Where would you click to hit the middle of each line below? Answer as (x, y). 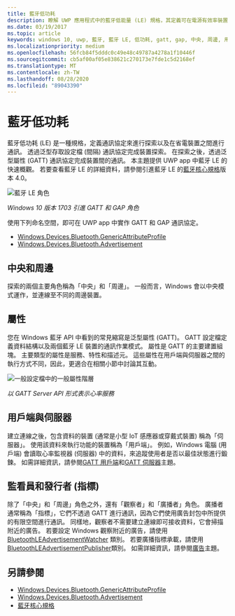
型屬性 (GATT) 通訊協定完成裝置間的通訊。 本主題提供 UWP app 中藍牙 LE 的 (117, 160)
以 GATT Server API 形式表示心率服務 (61, 393)
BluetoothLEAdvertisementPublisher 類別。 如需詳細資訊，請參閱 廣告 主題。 (115, 548)
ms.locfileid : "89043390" (45, 85)
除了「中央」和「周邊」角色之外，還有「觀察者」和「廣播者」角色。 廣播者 (115, 505)
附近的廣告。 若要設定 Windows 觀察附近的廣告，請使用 (87, 531)
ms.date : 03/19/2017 (37, 27)
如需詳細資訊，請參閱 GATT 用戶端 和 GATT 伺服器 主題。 (100, 462)
